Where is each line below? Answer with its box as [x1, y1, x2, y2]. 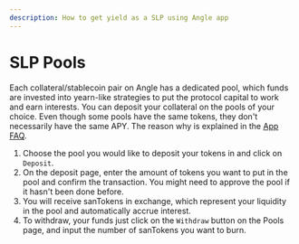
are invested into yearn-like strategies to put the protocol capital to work [9, 91, 279, 102]
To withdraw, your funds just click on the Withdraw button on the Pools [22, 214, 285, 226]
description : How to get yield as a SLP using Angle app [9, 13, 229, 23]
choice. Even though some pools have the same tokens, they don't [9, 110, 258, 122]
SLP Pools [9, 52, 86, 72]
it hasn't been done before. [22, 186, 124, 197]
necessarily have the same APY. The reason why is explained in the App [9, 120, 279, 131]
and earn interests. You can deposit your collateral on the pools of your [9, 101, 275, 112]
